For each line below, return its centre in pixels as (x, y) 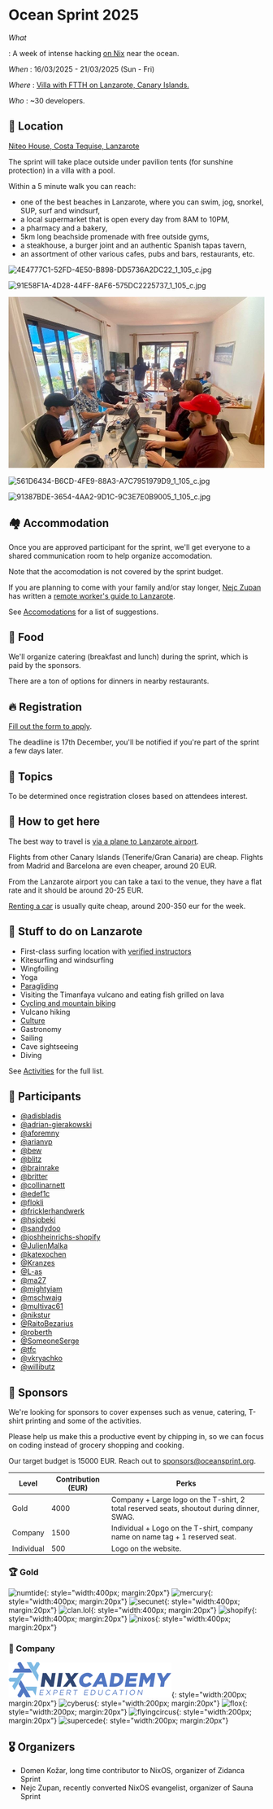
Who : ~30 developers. (47, 100)
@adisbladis (41, 1116)
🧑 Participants (45, 1097)
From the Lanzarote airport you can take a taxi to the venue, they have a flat (135, 881)
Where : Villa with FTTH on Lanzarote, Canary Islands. (99, 85)
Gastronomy (41, 1029)
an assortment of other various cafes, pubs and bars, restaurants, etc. (137, 253)
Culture (32, 1021)
